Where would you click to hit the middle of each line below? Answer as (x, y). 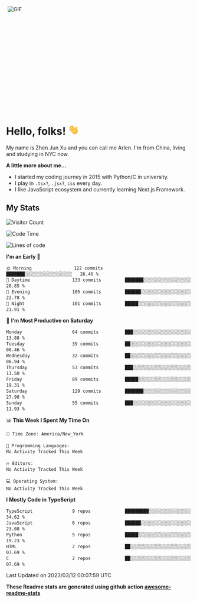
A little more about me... (36, 165)
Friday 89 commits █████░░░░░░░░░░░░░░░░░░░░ (99, 379)
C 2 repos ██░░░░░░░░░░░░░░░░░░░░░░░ (99, 558)
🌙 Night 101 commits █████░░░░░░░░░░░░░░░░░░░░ (99, 304)
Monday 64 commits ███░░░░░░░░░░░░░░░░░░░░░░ (99, 332)
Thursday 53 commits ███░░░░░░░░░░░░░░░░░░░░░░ (99, 367)
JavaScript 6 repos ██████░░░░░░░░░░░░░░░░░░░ (99, 523)
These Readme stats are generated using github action (75, 587)
